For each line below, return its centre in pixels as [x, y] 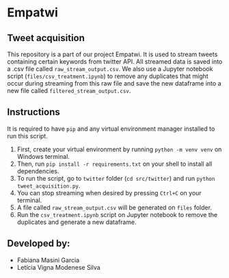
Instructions [33, 112]
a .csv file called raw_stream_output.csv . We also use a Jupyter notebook [110, 69]
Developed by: [39, 243]
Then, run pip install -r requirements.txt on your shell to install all [114, 164]
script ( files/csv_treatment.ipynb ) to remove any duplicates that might [108, 76]
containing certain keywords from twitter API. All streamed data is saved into [115, 62]
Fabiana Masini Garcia [48, 260]
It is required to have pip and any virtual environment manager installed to [111, 129]
